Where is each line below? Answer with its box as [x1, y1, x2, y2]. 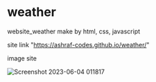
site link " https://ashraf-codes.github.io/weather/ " [7, 40, 150, 49]
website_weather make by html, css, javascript [7, 27, 141, 35]
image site [7, 54, 37, 63]
